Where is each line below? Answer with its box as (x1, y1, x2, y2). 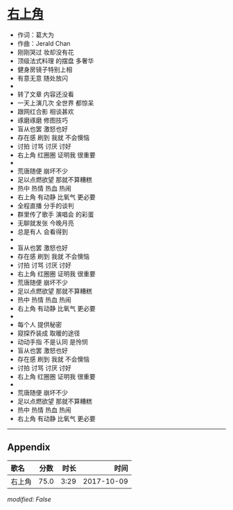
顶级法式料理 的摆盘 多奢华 (17, 56, 94, 65)
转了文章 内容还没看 (17, 90, 74, 98)
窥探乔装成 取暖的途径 (17, 329, 80, 337)
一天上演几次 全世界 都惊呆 (17, 99, 94, 107)
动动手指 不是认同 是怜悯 (17, 337, 88, 346)
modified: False (7, 495, 52, 503)
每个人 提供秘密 (17, 320, 62, 328)
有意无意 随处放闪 (17, 74, 68, 82)
